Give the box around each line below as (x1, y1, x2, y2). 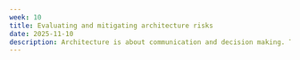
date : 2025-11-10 (9, 29, 74, 38)
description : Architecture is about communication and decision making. (9, 37, 286, 47)
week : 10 (9, 12, 42, 22)
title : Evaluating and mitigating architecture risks (9, 21, 214, 30)
